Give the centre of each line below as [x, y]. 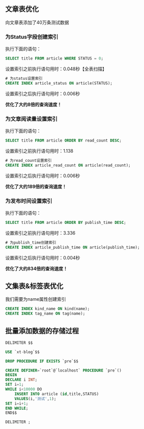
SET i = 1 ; [15, 385]
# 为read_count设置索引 [28, 160]
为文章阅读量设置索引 [31, 119]
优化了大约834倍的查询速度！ [36, 268]
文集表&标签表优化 [34, 286]
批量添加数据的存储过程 [42, 331]
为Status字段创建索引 [32, 37]
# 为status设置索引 [24, 78]
